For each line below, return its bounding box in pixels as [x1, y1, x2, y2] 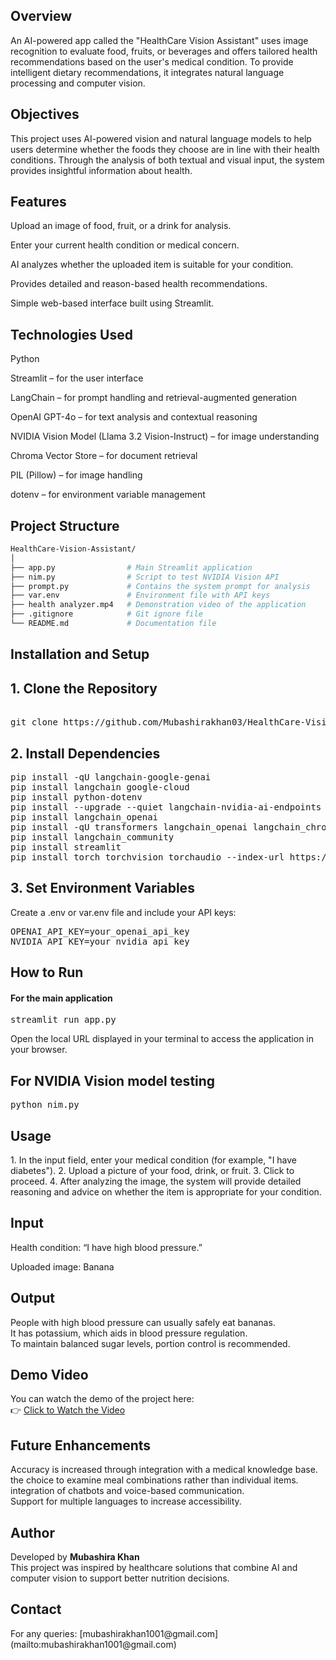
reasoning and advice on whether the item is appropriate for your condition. [10, 1185, 322, 1198]
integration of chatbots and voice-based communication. [10, 1485, 245, 1497]
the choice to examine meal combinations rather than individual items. [10, 1474, 299, 1486]
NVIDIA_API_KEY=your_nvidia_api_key [10, 935, 190, 947]
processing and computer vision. [10, 77, 146, 89]
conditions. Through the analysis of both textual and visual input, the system [10, 154, 325, 166]
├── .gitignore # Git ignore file [10, 609, 203, 619]
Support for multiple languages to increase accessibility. [10, 1495, 242, 1508]
